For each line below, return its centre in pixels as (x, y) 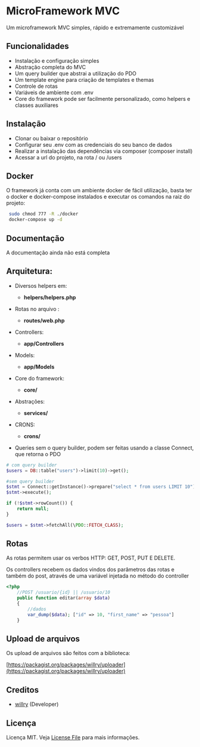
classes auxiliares (36, 105)
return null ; (33, 509)
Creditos (23, 690)
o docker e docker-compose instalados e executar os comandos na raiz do (98, 197)
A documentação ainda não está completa (58, 253)
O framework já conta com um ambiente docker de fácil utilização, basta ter (99, 190)
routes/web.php (44, 320)
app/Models (39, 367)
